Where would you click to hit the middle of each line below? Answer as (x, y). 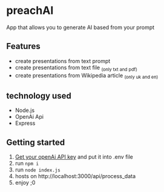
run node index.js (38, 170)
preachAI (30, 11)
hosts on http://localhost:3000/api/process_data (75, 176)
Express (25, 123)
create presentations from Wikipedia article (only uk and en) (87, 76)
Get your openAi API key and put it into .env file (74, 157)
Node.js (25, 110)
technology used (39, 95)
